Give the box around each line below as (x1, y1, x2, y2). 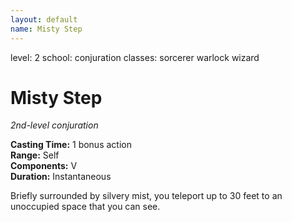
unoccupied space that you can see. (10, 201, 161, 213)
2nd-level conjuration (10, 119, 99, 131)
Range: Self (10, 149, 60, 161)
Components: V (10, 160, 78, 172)
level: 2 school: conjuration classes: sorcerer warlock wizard (10, 51, 260, 63)
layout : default (10, 14, 78, 25)
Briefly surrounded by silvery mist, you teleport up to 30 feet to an (10, 190, 283, 202)
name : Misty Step (10, 24, 83, 34)
